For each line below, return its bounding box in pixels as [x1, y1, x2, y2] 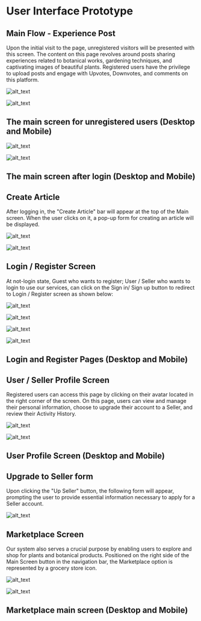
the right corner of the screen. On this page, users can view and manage [6, 398, 187, 405]
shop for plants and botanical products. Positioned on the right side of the [6, 552, 190, 559]
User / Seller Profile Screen [6, 375, 110, 385]
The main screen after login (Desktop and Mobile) [6, 172, 196, 182]
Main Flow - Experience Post [6, 28, 116, 39]
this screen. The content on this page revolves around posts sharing [6, 51, 176, 58]
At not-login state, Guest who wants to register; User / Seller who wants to [6, 277, 191, 284]
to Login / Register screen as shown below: [6, 290, 113, 298]
